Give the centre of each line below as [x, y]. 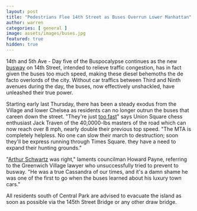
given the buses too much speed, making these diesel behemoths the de [95, 74]
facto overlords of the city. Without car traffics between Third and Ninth [93, 80]
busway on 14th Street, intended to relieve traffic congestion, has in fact [94, 67]
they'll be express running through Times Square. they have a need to [91, 141]
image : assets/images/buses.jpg [46, 34]
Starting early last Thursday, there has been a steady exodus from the [91, 104]
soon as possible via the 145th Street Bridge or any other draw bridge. [92, 202]
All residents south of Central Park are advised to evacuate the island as [94, 196]
